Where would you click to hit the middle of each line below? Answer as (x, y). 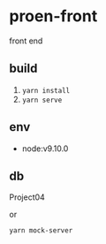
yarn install (46, 90)
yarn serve (42, 100)
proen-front (53, 16)
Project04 (27, 197)
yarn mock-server (41, 231)
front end (26, 41)
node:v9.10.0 (45, 149)
